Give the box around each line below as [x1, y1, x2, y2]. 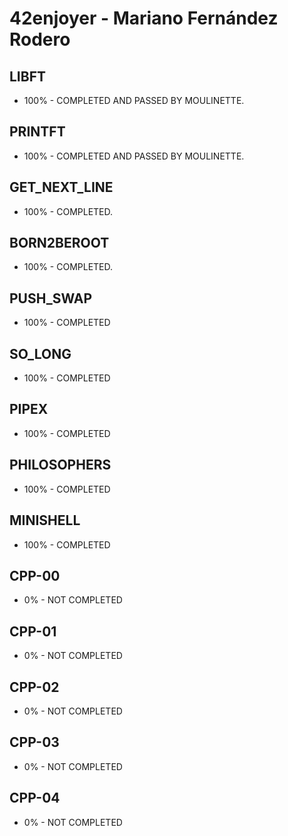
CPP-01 [9, 623, 57, 640]
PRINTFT [9, 123, 66, 141]
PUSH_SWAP [9, 290, 93, 307]
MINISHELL [9, 512, 81, 529]
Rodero [9, 28, 71, 51]
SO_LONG [9, 345, 72, 362]
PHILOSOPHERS [9, 457, 112, 474]
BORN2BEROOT [9, 235, 110, 252]
